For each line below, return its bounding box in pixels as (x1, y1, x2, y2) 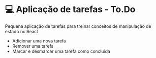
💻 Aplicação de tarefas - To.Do (5, 4, 136, 15)
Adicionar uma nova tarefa (12, 38, 66, 44)
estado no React (5, 28, 38, 34)
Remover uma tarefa (12, 43, 54, 49)
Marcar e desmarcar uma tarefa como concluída (12, 48, 111, 54)
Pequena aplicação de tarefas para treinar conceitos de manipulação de (5, 23, 152, 29)
